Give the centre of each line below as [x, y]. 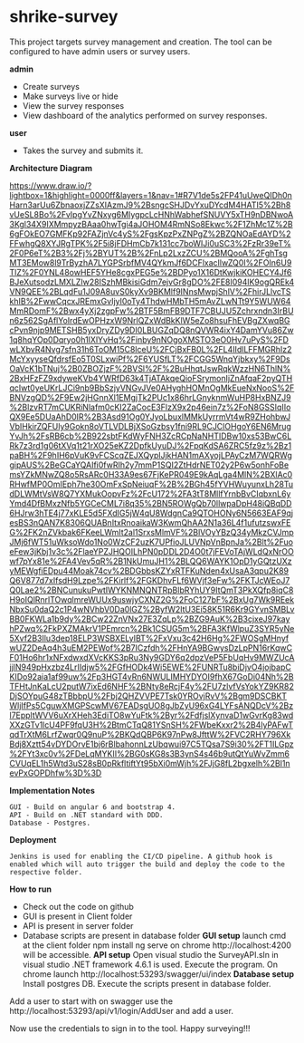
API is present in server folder [78, 925]
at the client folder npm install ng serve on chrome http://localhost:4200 [157, 945]
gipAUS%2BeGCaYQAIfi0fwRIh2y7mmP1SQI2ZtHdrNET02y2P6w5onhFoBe [149, 465]
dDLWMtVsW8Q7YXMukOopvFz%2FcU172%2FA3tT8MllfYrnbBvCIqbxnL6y [150, 493]
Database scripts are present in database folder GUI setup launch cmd [154, 935]
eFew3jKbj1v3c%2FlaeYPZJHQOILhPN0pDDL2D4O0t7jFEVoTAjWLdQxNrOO [152, 551]
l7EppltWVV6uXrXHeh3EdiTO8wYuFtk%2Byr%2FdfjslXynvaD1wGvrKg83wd [152, 715]
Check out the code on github [78, 906]
